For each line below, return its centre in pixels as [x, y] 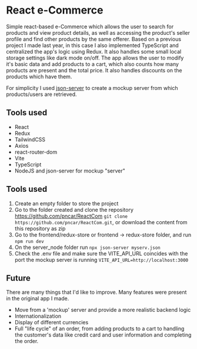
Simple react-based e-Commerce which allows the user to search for [90, 26]
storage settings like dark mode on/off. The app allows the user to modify [95, 58]
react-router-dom [36, 152]
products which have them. [39, 77]
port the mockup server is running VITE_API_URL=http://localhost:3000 [101, 260]
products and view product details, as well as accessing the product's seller [98, 32]
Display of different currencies [51, 323]
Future [19, 278]
